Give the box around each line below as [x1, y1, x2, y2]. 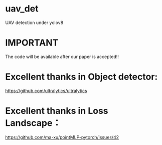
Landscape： [5, 117, 62, 128]
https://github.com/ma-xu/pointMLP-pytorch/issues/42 [5, 134, 119, 140]
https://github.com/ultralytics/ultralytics [5, 87, 87, 93]
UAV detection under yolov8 [5, 19, 64, 25]
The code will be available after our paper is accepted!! [5, 53, 119, 59]
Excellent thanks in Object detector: [5, 71, 158, 82]
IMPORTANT [5, 37, 59, 48]
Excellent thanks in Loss [5, 105, 109, 116]
